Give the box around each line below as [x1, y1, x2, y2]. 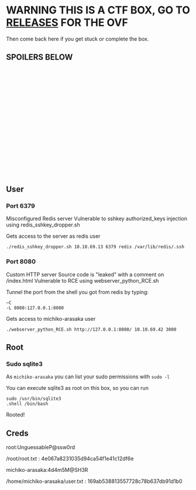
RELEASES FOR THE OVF [6, 16, 129, 29]
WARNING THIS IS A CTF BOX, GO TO [6, 4, 190, 17]
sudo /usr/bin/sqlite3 [6, 396, 61, 402]
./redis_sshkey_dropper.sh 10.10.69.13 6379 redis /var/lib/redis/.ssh [6, 244, 184, 250]
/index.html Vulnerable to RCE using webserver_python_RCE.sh [6, 277, 159, 284]
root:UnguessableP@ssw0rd [6, 444, 75, 451]
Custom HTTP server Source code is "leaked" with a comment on [6, 270, 164, 278]
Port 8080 [6, 258, 36, 266]
